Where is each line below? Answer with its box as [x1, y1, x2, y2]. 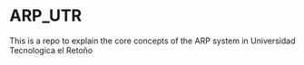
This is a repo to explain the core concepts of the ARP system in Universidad [9, 35, 296, 46]
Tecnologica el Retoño [9, 44, 93, 55]
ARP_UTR [9, 5, 83, 26]
